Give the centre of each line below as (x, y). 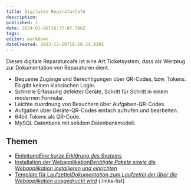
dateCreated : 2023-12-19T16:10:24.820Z (55, 45)
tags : (13, 34)
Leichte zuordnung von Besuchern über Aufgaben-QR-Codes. (90, 104)
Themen (22, 141)
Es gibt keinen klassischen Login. (55, 85)
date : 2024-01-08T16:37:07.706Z (46, 28)
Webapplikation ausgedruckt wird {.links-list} (70, 181)
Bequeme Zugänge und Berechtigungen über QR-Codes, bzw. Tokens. (101, 79)
